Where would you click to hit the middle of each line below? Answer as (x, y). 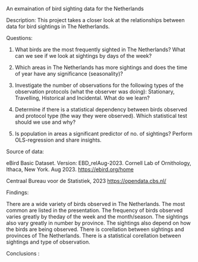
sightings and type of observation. (48, 242)
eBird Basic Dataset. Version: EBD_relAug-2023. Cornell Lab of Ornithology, (99, 163)
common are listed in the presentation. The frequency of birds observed (95, 210)
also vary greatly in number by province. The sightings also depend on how (99, 223)
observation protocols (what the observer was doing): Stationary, (95, 91)
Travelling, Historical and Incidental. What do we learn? (82, 98)
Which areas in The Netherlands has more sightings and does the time (101, 67)
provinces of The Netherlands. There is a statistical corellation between (94, 236)
